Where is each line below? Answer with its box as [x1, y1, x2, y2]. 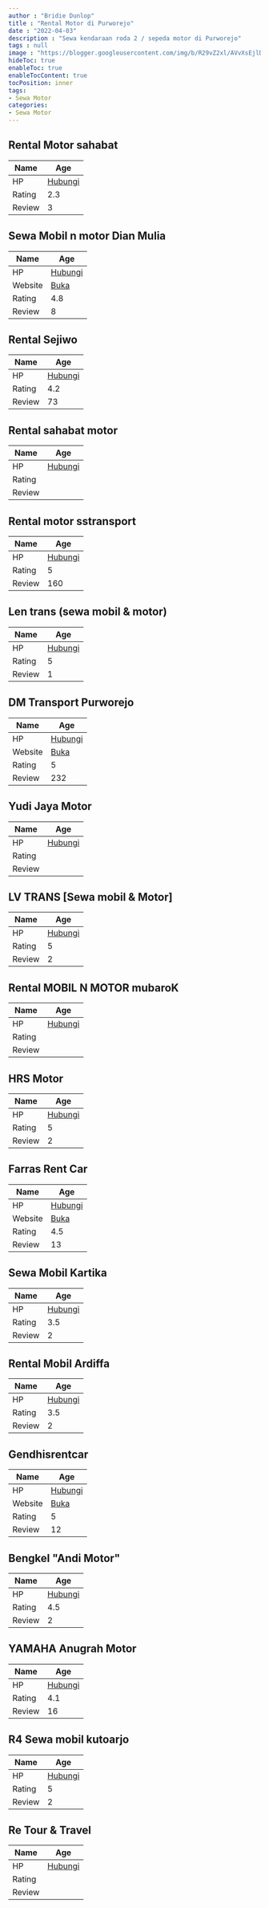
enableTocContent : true [8, 71, 88, 79]
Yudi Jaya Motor [8, 799, 92, 813]
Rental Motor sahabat [8, 138, 118, 153]
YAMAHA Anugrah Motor [8, 1642, 137, 1656]
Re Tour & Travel [8, 1824, 92, 1837]
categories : [8, 101, 48, 109]
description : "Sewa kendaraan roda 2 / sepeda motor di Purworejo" [8, 34, 242, 43]
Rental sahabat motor [8, 423, 118, 437]
